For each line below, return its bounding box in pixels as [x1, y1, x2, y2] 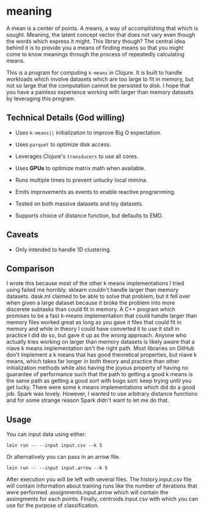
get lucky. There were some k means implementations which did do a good [6, 383, 195, 391]
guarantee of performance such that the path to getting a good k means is [6, 371, 194, 378]
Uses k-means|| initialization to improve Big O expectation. [15, 128, 162, 136]
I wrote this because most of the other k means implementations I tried [6, 280, 184, 287]
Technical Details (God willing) [6, 113, 125, 123]
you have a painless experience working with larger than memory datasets [6, 88, 194, 95]
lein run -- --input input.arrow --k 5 [6, 465, 108, 472]
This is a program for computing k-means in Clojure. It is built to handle [6, 69, 183, 76]
